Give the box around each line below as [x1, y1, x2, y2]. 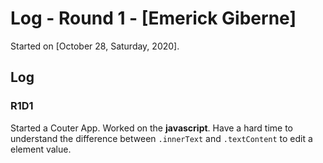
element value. [10, 143, 72, 155]
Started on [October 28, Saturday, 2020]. [10, 40, 180, 52]
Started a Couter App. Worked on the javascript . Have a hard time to [10, 122, 293, 134]
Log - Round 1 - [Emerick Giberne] [10, 7, 297, 30]
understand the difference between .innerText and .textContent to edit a [10, 132, 313, 144]
